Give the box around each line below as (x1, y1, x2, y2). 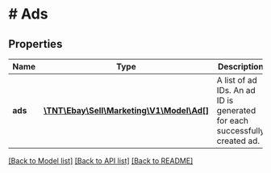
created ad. (216, 135, 261, 146)
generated (216, 105, 256, 116)
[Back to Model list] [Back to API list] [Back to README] (8, 156, 194, 166)
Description (217, 61, 264, 72)
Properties (8, 37, 63, 51)
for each (216, 115, 248, 126)
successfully (216, 125, 265, 136)
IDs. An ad (216, 85, 256, 95)
